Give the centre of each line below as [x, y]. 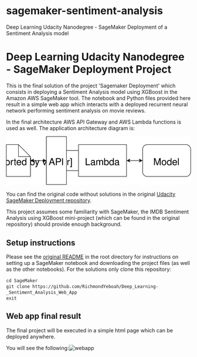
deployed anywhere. [31, 336]
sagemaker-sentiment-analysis [84, 11]
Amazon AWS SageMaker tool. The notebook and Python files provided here [98, 98]
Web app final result [44, 316]
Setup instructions [41, 242]
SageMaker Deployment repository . [49, 200]
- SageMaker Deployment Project [89, 69]
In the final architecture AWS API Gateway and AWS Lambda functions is [94, 122]
